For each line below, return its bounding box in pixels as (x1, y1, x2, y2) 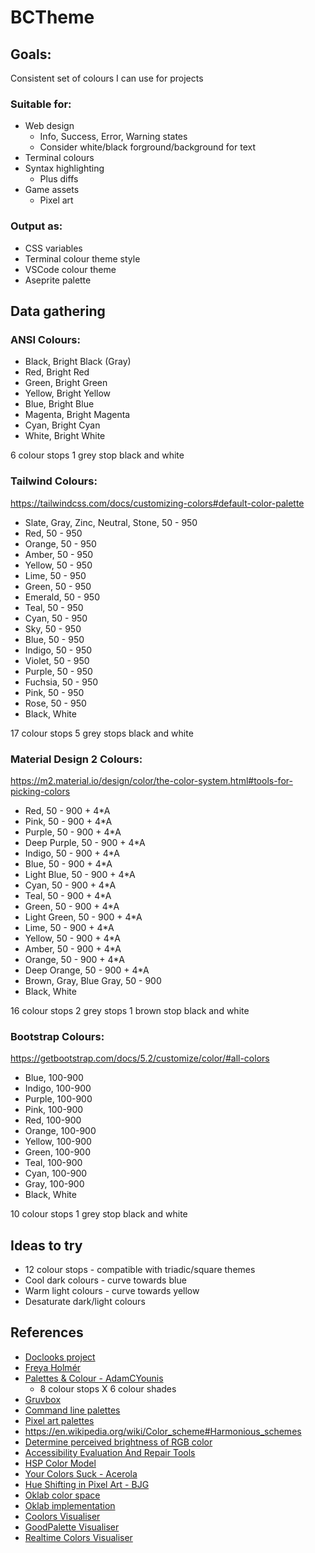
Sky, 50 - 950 (24, 622, 82, 635)
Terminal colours (24, 152, 95, 164)
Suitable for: (10, 97, 72, 111)
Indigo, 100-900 (24, 1082, 92, 1095)
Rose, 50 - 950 (24, 697, 87, 709)
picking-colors (10, 785, 71, 797)
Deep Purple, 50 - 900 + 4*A (24, 836, 146, 848)
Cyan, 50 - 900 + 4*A (24, 879, 117, 891)
